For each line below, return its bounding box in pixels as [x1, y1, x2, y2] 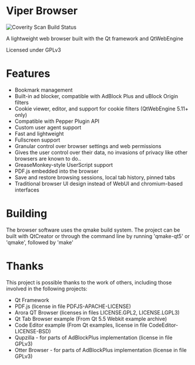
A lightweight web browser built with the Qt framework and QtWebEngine [6, 35, 184, 42]
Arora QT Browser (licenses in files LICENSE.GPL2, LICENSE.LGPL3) [14, 309, 180, 316]
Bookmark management [14, 86, 73, 93]
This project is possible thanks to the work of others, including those [6, 279, 172, 286]
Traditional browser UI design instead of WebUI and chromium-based [14, 180, 183, 187]
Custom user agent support [14, 123, 82, 130]
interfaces [14, 186, 39, 193]
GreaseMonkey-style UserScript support [14, 161, 113, 168]
